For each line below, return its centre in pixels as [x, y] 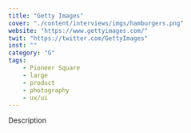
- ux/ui [35, 98]
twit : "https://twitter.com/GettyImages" [78, 38]
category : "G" [32, 53]
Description [27, 120]
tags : [17, 61]
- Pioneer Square [52, 68]
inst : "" [23, 46]
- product [39, 83]
